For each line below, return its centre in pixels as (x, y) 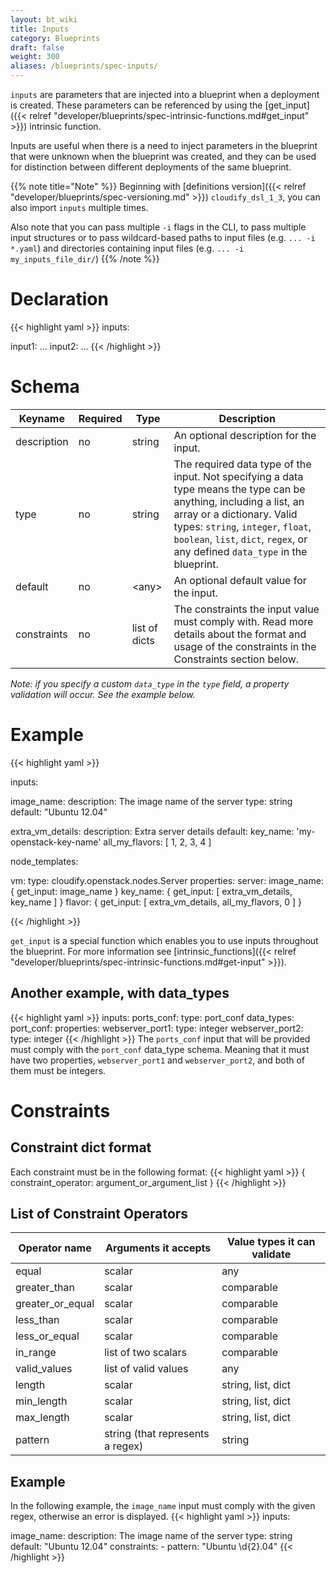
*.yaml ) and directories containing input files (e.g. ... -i (127, 248)
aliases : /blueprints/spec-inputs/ (84, 66)
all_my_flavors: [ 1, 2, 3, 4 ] (157, 842)
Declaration (59, 299)
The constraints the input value (246, 609)
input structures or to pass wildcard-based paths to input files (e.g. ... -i (163, 237)
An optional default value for (240, 580)
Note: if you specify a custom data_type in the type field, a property (150, 683)
